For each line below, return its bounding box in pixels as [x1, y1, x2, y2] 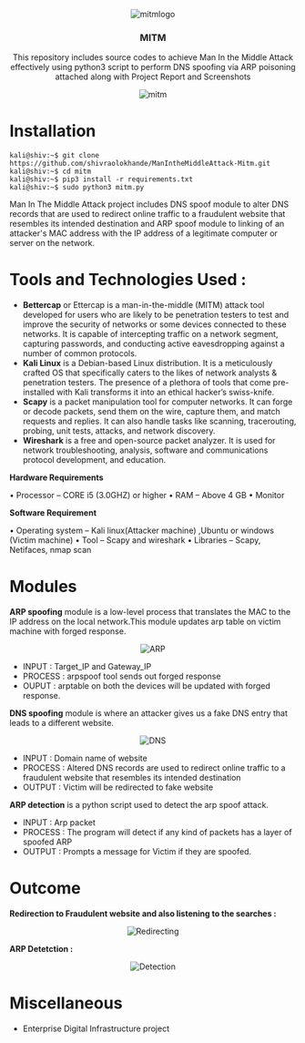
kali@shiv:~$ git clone [9, 151, 100, 160]
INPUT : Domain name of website [22, 752, 147, 764]
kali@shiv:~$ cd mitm [9, 167, 92, 177]
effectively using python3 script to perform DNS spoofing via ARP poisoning [10, 62, 296, 73]
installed [22, 387, 55, 398]
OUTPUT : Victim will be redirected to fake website [22, 782, 214, 792]
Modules [9, 577, 77, 597]
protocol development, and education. [22, 455, 167, 465]
